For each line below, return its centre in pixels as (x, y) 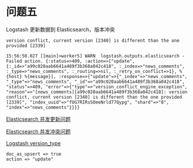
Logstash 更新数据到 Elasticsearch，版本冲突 (61, 29)
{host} (14, 76)
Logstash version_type (33, 143)
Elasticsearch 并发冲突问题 (38, 131)
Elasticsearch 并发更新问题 (38, 119)
